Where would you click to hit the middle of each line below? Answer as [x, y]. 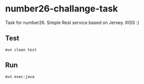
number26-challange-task [62, 9]
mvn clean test [21, 50]
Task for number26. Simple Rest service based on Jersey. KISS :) [72, 22]
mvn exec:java [20, 76]
